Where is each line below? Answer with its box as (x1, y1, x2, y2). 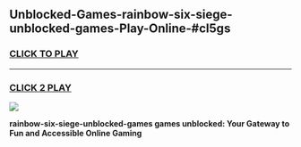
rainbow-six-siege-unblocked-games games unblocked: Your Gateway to (9, 118, 290, 128)
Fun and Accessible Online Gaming (9, 127, 142, 138)
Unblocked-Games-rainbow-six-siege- (9, 7, 233, 22)
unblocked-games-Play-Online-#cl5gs (9, 21, 231, 37)
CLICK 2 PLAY (9, 81, 72, 94)
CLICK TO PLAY (9, 48, 79, 61)
